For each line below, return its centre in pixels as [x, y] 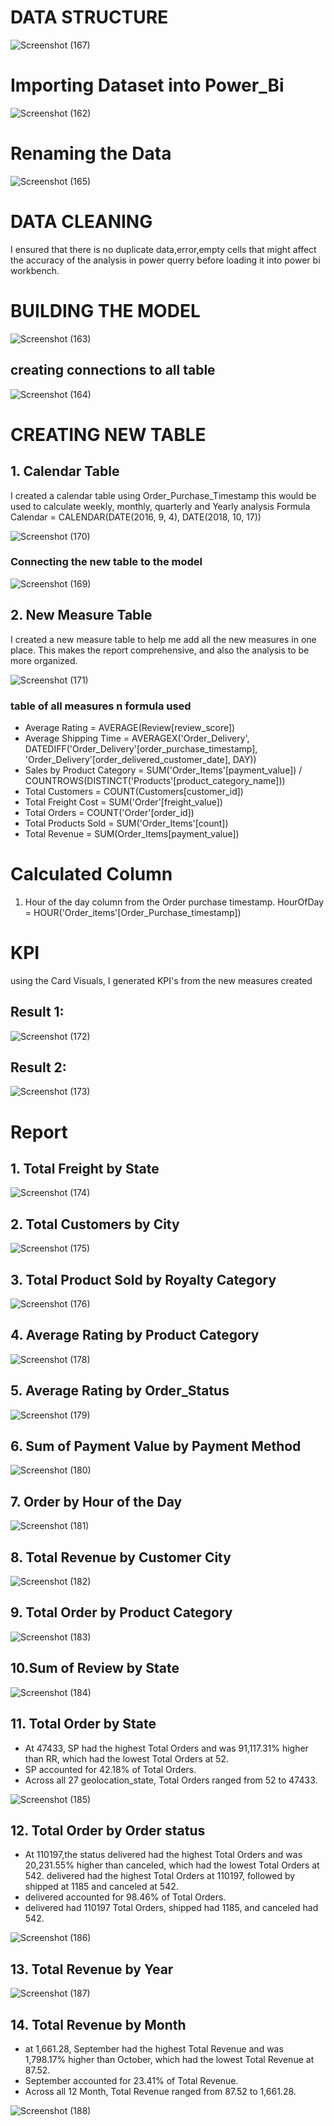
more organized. [44, 660]
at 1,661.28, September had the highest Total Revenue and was [154, 2048]
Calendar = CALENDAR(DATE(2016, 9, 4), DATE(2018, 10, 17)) [136, 517]
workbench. [35, 270]
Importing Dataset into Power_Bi [147, 85]
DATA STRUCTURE [89, 17]
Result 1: [37, 1012]
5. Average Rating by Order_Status [120, 1391]
